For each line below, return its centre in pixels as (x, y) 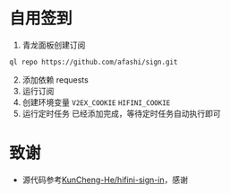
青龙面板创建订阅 (54, 45)
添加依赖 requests (55, 79)
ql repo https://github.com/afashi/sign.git (94, 62)
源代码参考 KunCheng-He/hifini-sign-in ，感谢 (105, 180)
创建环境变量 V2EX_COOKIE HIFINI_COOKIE (96, 102)
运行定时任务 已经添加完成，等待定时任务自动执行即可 (121, 113)
